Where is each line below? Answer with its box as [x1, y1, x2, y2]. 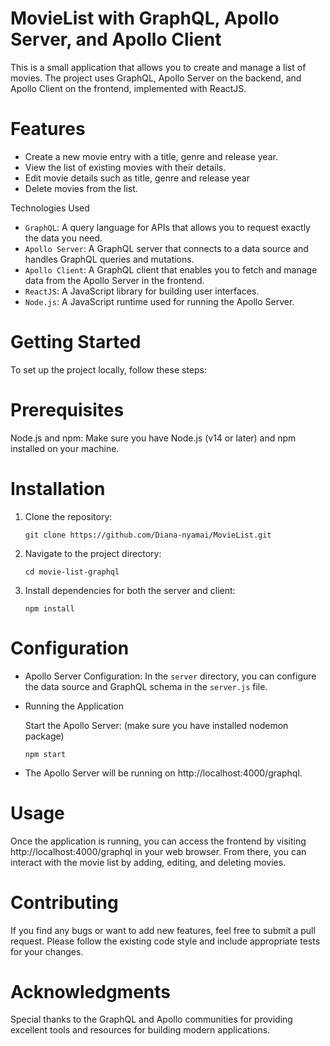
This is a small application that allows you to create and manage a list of [10, 61, 307, 73]
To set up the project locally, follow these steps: [10, 363, 208, 376]
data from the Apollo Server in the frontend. [24, 274, 205, 286]
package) [24, 730, 65, 742]
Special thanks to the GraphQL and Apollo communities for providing [10, 1013, 293, 1026]
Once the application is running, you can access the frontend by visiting [10, 835, 307, 847]
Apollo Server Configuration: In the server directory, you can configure [24, 670, 317, 682]
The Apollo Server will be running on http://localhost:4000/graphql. [24, 767, 303, 779]
